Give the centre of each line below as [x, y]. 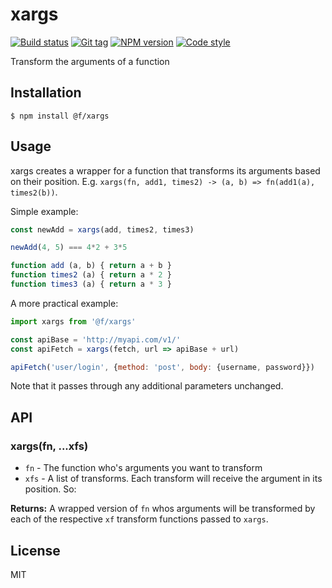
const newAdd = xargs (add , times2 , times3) [102, 229]
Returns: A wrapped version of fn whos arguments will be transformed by [163, 509]
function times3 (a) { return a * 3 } [91, 284]
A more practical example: [64, 303]
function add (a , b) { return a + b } [91, 266]
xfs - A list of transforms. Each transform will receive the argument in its [173, 479]
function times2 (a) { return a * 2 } [91, 275]
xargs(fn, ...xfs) [49, 446]
